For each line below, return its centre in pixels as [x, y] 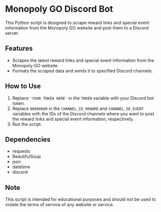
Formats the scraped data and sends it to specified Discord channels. [82, 71]
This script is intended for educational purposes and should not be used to [80, 199]
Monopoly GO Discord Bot [59, 9]
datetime [21, 167]
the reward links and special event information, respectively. [73, 119]
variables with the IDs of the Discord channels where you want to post [83, 113]
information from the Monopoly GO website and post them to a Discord [77, 27]
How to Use [23, 86]
